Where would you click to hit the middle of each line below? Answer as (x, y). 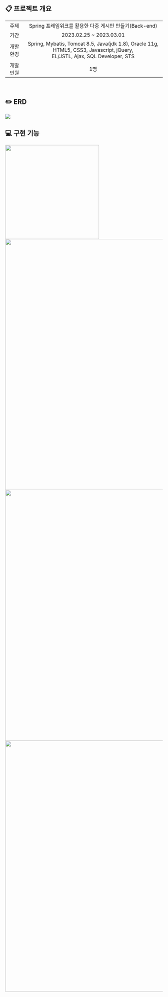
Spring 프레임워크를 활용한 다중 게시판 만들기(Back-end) (93, 26)
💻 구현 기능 (22, 133)
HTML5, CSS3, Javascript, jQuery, (93, 50)
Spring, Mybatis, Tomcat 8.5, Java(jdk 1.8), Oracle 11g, (93, 44)
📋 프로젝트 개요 (28, 9)
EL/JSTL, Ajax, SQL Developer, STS (93, 56)
